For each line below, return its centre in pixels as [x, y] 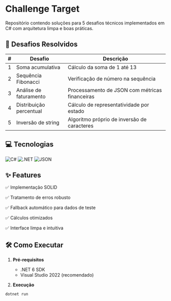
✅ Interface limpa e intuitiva [34, 228]
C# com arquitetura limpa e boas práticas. [49, 28]
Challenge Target [42, 9]
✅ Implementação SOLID [31, 187]
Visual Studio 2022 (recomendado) [57, 275]
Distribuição [31, 105]
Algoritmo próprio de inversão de [107, 119]
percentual [29, 111]
